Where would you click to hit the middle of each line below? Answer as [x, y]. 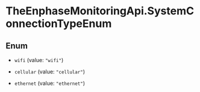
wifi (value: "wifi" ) [39, 60]
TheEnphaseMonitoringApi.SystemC [100, 11]
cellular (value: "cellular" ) [50, 72]
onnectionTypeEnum [59, 24]
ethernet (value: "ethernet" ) [50, 83]
